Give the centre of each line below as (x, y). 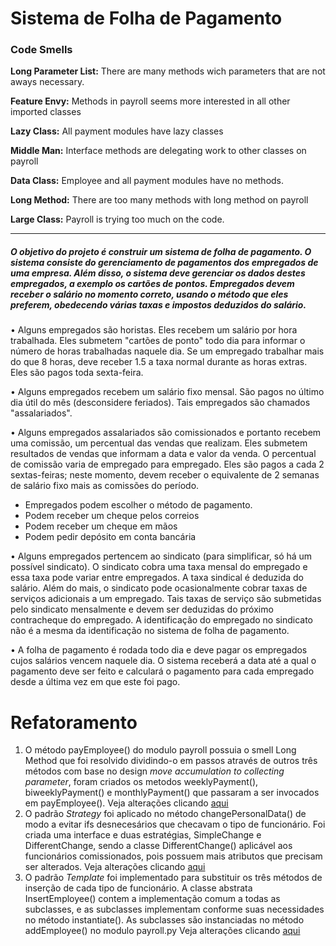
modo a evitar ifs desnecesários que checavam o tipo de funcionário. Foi (175, 824)
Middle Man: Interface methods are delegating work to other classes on (158, 151)
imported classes (46, 112)
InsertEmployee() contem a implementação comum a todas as (152, 899)
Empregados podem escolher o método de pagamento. (138, 505)
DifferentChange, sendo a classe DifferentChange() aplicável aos (158, 846)
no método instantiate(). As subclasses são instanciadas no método (164, 920)
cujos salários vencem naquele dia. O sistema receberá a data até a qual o (163, 661)
